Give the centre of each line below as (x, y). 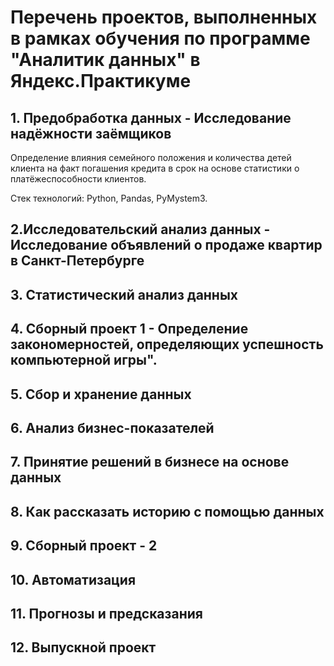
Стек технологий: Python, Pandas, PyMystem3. (109, 198)
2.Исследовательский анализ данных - (140, 229)
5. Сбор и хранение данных (101, 394)
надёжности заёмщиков (91, 133)
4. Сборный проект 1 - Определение (129, 329)
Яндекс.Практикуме (101, 81)
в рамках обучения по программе (160, 38)
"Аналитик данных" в (105, 60)
